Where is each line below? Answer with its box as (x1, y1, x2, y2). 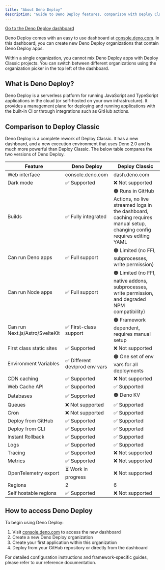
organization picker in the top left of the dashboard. (5, 65, 110, 71)
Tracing (7, 449, 26, 456)
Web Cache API (7, 383, 44, 390)
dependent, (113, 324, 140, 331)
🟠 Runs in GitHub (113, 188, 155, 194)
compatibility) (113, 308, 146, 315)
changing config (113, 226, 151, 233)
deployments (113, 367, 144, 374)
